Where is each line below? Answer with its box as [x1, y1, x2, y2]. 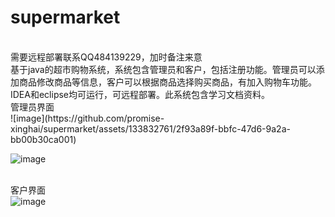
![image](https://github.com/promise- [10, 112, 165, 124]
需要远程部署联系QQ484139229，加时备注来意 [10, 51, 203, 63]
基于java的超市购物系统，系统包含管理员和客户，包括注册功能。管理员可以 [10, 63, 317, 75]
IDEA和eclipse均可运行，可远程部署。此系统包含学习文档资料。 [10, 88, 271, 100]
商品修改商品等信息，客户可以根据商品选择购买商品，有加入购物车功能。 [18, 76, 317, 88]
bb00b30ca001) [10, 133, 77, 145]
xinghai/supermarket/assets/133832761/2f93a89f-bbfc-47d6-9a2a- [10, 122, 291, 135]
